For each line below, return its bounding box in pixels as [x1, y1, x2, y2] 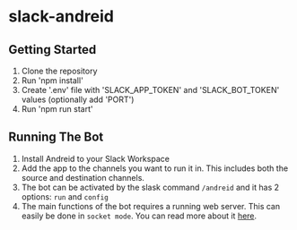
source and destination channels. [21, 172, 145, 183]
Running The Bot [8, 130, 104, 145]
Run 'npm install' [21, 75, 84, 86]
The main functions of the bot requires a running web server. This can [21, 200, 280, 211]
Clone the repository [21, 65, 98, 76]
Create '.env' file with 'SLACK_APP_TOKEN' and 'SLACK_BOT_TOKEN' [21, 85, 280, 95]
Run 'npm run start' [21, 104, 93, 114]
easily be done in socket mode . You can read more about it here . [21, 210, 258, 221]
